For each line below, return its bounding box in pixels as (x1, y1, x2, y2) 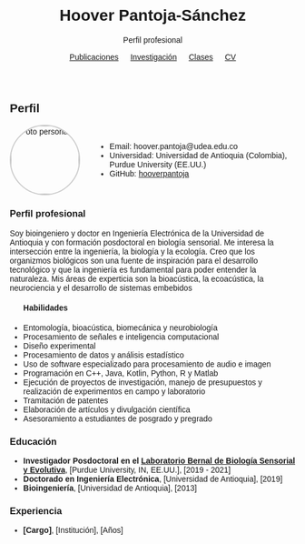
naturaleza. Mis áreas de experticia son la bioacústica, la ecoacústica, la (9, 273, 264, 284)
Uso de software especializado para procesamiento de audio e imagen (23, 358, 271, 369)
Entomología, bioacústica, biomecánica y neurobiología (23, 322, 219, 333)
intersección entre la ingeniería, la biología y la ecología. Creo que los (9, 246, 255, 257)
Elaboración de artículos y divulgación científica (23, 404, 191, 415)
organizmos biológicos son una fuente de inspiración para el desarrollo (9, 255, 259, 266)
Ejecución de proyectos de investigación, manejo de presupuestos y (23, 377, 262, 388)
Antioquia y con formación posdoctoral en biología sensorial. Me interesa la (9, 237, 274, 247)
